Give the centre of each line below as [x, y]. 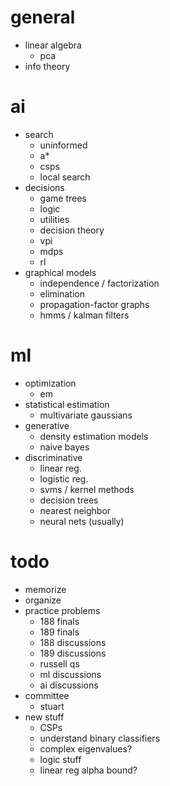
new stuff [44, 717]
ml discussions [70, 674]
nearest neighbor [75, 510]
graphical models [60, 272]
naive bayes [64, 447]
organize [43, 600]
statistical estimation [67, 404]
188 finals [59, 621]
